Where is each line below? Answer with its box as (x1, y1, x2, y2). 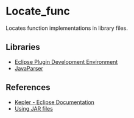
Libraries (5, 42, 40, 52)
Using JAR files (14, 105, 53, 112)
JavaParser (14, 64, 44, 72)
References (5, 82, 51, 92)
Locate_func (5, 4, 71, 18)
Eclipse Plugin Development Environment (14, 58, 118, 65)
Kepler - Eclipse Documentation (14, 99, 95, 106)
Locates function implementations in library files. (5, 24, 129, 32)
